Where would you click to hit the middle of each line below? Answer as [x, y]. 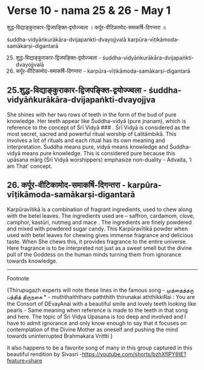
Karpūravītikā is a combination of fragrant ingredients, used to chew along [100, 209]
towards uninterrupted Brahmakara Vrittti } [60, 336]
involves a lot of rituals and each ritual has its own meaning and [86, 140]
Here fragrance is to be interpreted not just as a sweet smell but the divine [100, 248]
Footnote [18, 278]
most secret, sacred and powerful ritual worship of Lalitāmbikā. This [92, 133]
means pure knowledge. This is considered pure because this [98, 153]
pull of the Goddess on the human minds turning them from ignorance [94, 254]
